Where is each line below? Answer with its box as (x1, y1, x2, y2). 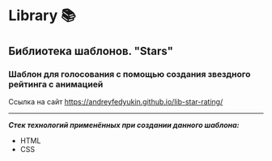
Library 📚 (8, 6, 77, 25)
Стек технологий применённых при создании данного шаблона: (8, 120, 240, 129)
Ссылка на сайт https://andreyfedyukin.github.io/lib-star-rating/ (8, 96, 223, 106)
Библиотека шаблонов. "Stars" (8, 44, 174, 57)
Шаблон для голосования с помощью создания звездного (8, 68, 251, 79)
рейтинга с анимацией (8, 78, 104, 90)
